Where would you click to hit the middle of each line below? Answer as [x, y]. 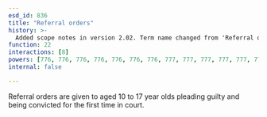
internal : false [35, 67]
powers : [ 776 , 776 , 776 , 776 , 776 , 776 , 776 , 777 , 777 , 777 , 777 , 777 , [130, 60]
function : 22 [30, 45]
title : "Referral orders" [51, 23]
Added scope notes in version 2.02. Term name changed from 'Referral [135, 38]
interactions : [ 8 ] [39, 52]
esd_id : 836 [28, 15]
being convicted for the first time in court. [76, 104]
